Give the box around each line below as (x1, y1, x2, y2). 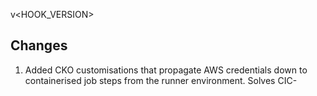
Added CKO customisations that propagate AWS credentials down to (24, 64, 308, 76)
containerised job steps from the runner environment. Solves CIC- (24, 74, 298, 86)
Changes (10, 37, 68, 54)
